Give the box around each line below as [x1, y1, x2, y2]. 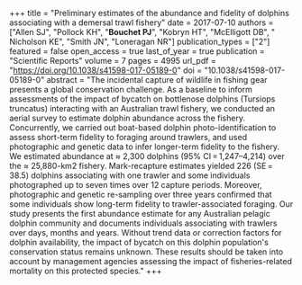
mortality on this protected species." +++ [9, 265, 162, 276]
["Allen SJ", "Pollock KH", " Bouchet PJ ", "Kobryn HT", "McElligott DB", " [9, 27, 276, 37]
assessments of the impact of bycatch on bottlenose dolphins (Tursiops [9, 94, 276, 104]
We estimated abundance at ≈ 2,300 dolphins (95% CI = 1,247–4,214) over [9, 151, 286, 161]
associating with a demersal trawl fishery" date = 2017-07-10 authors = [9, 17, 274, 28]
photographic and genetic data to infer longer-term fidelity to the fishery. [9, 141, 280, 152]
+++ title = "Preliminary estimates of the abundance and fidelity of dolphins [9, 8, 290, 18]
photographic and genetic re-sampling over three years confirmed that [9, 189, 272, 200]
